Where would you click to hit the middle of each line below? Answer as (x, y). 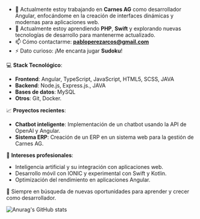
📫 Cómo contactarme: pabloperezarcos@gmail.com (82, 42)
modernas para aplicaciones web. (57, 22)
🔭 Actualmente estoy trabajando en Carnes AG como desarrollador (98, 9)
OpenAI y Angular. (38, 131)
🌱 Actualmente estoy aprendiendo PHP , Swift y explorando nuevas (98, 28)
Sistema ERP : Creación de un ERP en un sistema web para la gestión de (104, 137)
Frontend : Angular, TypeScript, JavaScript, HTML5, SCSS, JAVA (95, 79)
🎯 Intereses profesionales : (40, 155)
